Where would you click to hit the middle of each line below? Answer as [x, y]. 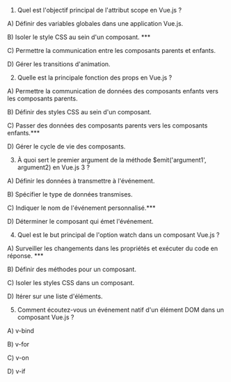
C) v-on [18, 358]
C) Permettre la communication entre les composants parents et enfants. [111, 51]
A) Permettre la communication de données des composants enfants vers [113, 91]
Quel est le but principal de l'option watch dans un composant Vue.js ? [118, 235]
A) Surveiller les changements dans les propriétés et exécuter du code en [113, 248]
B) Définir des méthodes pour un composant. [72, 269]
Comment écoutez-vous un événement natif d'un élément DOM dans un [121, 310]
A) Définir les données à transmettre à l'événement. [81, 181]
